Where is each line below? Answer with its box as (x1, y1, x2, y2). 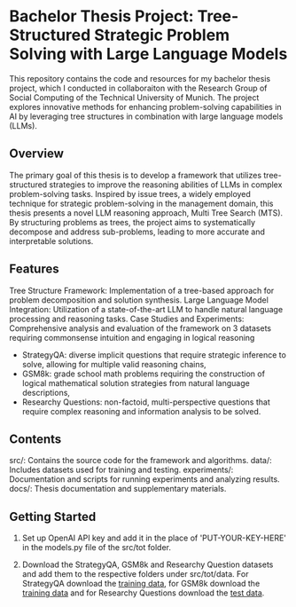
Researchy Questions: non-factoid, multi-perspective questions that (21, 397, 270, 407)
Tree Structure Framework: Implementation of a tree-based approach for (9, 285, 275, 296)
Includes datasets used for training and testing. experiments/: (9, 464, 234, 476)
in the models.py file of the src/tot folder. (21, 542, 171, 553)
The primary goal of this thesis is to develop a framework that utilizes (9, 169, 262, 180)
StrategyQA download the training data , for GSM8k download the (21, 579, 261, 589)
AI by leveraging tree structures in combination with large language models (9, 111, 284, 122)
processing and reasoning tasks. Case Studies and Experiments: (9, 313, 245, 324)
